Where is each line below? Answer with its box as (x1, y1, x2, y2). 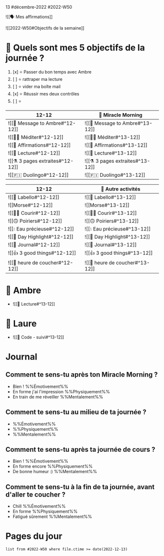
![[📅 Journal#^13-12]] (85, 241, 137, 248)
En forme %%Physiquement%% (12, 509, 78, 515)
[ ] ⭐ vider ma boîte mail (12, 83, 61, 89)
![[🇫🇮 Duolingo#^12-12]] (8, 172, 69, 178)
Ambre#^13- (122, 119, 153, 126)
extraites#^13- (115, 157, 150, 164)
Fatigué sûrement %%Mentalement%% (12, 514, 92, 519)
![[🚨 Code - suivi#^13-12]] (12, 334, 64, 340)
